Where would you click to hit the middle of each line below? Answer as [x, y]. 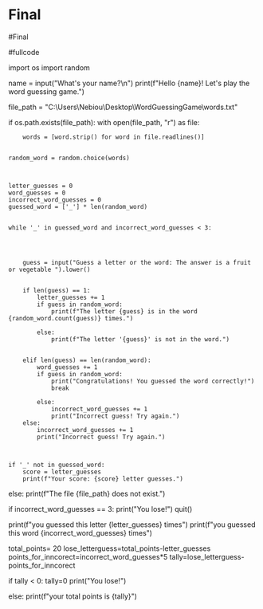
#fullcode [24, 52]
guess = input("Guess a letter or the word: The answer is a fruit [137, 262]
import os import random [49, 67]
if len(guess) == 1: [57, 290]
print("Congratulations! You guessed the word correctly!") [153, 381]
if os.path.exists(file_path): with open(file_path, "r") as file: [104, 122]
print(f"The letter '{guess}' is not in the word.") [140, 339]
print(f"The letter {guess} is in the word [124, 311]
